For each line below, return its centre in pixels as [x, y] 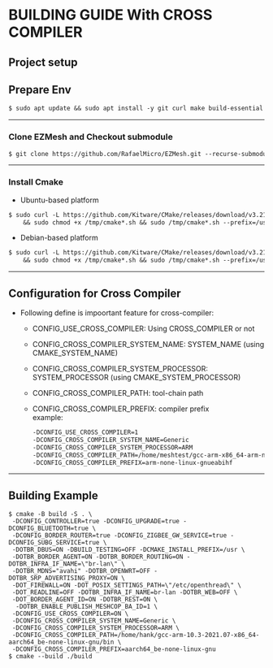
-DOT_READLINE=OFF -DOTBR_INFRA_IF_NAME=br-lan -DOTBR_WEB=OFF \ [125, 592]
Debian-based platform [59, 238]
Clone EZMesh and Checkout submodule [91, 137]
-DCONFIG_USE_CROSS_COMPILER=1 [85, 432]
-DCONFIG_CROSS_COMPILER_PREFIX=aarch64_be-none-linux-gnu [114, 649]
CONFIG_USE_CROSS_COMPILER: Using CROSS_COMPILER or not [143, 329]
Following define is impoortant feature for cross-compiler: [117, 313]
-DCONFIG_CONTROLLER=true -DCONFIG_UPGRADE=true [96, 522]
